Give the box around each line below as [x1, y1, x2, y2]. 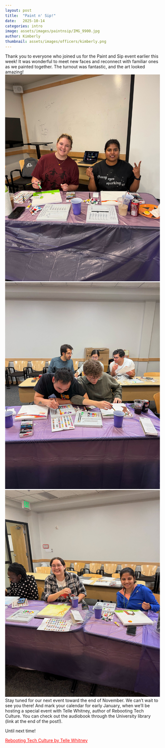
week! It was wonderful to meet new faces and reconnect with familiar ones [5, 58, 159, 64]
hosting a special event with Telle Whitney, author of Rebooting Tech [5, 708, 144, 714]
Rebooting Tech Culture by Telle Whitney [5, 737, 88, 743]
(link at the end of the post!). [5, 718, 63, 724]
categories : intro [5, 24, 43, 29]
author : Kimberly [5, 34, 41, 39]
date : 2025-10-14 [5, 18, 45, 23]
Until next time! [5, 728, 36, 734]
